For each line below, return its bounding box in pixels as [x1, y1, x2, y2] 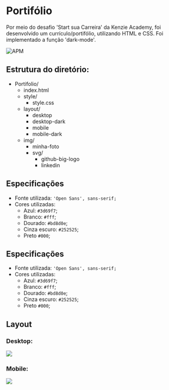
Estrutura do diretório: [6, 65, 90, 75]
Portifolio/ [14, 80, 39, 87]
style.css [32, 99, 54, 106]
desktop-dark [32, 118, 66, 125]
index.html [23, 87, 49, 94]
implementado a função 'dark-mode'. [6, 36, 96, 43]
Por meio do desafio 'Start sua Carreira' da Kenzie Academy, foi [6, 24, 161, 31]
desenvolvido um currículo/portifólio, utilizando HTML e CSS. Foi [6, 29, 164, 37]
